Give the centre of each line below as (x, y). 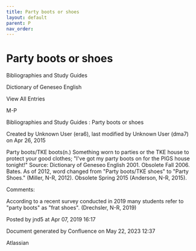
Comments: (21, 190)
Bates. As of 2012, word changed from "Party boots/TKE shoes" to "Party (97, 171)
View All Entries (26, 99)
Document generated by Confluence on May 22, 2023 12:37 (81, 231)
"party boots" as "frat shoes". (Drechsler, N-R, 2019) (71, 208)
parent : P (19, 23)
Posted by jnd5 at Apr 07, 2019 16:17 (51, 220)
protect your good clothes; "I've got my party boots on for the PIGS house (98, 158)
